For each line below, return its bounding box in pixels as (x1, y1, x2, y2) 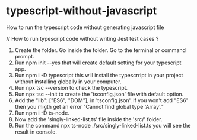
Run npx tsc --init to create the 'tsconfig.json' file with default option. (14, 90, 184, 97)
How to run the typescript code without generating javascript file (6, 24, 164, 31)
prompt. (14, 53, 34, 60)
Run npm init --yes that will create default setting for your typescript (14, 59, 182, 66)
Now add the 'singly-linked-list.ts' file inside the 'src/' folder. (14, 115, 163, 122)
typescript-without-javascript (6, 4, 157, 18)
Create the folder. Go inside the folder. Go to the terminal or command (14, 46, 186, 54)
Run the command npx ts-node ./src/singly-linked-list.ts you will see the (14, 122, 191, 129)
